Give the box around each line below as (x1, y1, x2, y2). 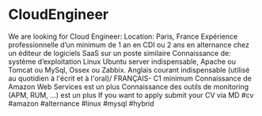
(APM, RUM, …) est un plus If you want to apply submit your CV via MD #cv (8, 90, 254, 99)
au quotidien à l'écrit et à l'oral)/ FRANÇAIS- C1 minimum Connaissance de (8, 73, 252, 83)
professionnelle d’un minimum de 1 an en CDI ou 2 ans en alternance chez (8, 39, 250, 49)
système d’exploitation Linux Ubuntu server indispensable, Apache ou (8, 57, 236, 66)
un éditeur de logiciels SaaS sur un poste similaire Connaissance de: (8, 48, 231, 58)
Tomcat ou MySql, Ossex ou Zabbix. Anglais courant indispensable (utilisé (8, 65, 250, 74)
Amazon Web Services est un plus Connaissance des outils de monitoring (8, 81, 249, 92)
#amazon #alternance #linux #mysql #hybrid (8, 99, 154, 108)
